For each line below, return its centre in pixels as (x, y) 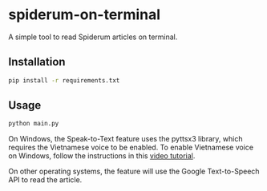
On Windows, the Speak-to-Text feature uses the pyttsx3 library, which (125, 139)
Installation (37, 62)
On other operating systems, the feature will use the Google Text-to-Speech (134, 171)
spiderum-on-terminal (85, 15)
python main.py (34, 124)
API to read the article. (45, 180)
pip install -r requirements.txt (64, 80)
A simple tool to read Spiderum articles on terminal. (93, 37)
